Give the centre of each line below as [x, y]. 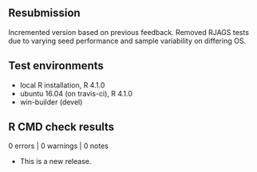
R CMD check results [61, 127]
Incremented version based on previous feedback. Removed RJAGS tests [129, 32]
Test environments [56, 66]
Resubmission [45, 13]
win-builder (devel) [51, 102]
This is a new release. [55, 162]
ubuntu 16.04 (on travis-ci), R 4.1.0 [76, 93]
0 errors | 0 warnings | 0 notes [59, 146]
